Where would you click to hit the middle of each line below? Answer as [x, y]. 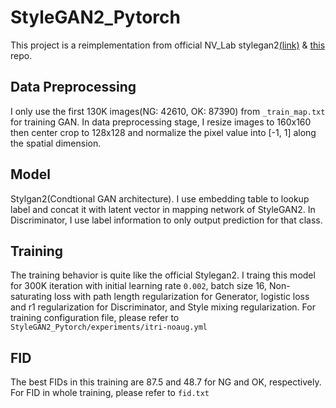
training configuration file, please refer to [95, 318]
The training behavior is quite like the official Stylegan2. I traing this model [163, 275]
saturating [31, 297]
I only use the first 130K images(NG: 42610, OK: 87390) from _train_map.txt [168, 111]
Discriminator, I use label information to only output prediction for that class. [166, 220]
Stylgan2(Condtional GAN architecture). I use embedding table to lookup [160, 198]
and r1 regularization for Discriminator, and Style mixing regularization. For [163, 307]
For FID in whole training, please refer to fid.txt [110, 393]
